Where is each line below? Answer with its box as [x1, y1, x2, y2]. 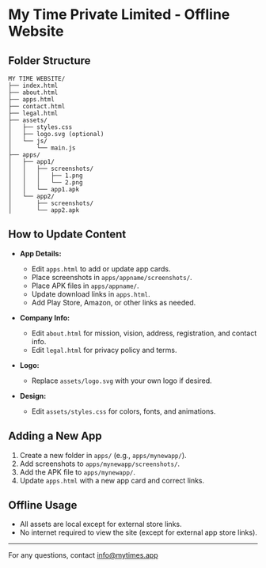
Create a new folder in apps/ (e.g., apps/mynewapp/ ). [19, 450, 188, 460]
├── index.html [8, 81, 59, 89]
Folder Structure [8, 54, 91, 67]
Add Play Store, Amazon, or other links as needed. [31, 297, 196, 307]
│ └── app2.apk [8, 206, 80, 214]
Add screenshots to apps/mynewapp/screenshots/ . [19, 459, 180, 468]
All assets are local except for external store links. [19, 520, 182, 529]
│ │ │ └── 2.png [8, 179, 83, 187]
